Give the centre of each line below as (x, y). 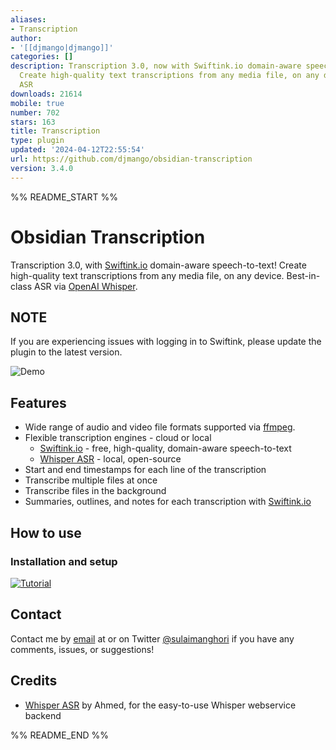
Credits (34, 681)
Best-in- (303, 275)
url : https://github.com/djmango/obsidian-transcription (131, 159)
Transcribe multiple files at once (91, 480)
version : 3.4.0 (42, 168)
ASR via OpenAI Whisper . (85, 286)
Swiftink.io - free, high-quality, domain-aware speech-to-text (165, 448)
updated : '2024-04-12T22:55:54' (77, 150)
